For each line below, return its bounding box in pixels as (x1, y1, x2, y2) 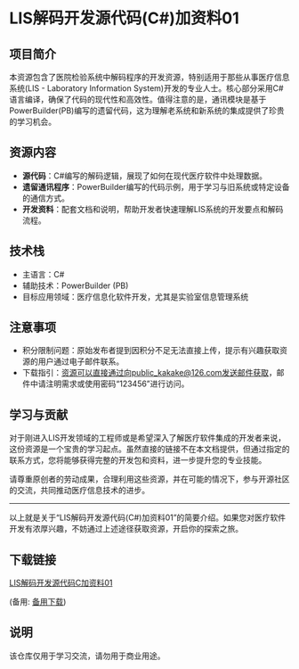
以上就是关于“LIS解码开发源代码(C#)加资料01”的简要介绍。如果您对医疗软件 (9, 512, 287, 523)
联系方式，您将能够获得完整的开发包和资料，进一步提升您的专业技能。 (9, 455, 267, 466)
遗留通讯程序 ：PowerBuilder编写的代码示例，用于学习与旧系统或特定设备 (21, 181, 290, 192)
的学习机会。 (9, 117, 56, 127)
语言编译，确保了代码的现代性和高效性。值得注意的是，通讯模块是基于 (9, 95, 267, 104)
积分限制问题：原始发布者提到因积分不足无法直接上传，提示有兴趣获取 (21, 345, 280, 356)
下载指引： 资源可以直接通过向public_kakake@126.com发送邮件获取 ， (21, 368, 278, 378)
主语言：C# (21, 268, 65, 279)
